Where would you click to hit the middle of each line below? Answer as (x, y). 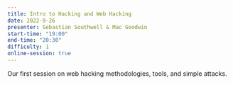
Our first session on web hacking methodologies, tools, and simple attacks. (117, 73)
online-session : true (39, 54)
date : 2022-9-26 (31, 21)
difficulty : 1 (28, 47)
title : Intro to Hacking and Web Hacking (70, 14)
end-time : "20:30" (34, 40)
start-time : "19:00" (38, 34)
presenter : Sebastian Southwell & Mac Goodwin (77, 27)
